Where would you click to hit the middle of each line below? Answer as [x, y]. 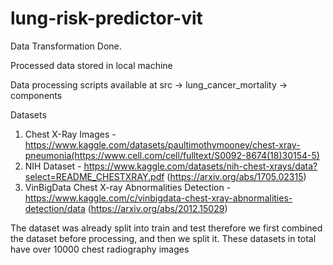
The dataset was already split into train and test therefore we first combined [166, 228]
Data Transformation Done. [66, 46]
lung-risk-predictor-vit [106, 18]
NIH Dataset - [53, 166]
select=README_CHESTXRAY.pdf [94, 176]
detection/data [55, 208]
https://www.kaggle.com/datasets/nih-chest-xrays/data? [200, 166]
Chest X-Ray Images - [70, 134]
